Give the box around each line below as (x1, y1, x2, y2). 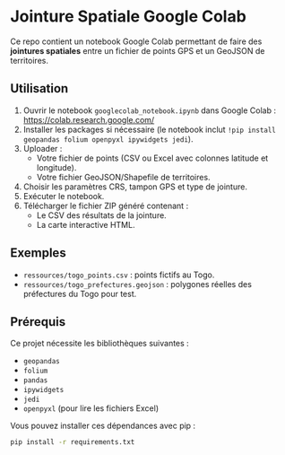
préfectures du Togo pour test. (22, 288, 137, 299)
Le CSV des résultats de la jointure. (36, 209, 167, 221)
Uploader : (22, 143, 63, 153)
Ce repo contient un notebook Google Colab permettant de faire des (10, 36, 263, 47)
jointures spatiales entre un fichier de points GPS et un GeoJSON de (10, 45, 265, 56)
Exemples (10, 245, 66, 261)
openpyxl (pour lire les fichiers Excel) (22, 403, 160, 414)
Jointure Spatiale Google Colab (10, 6, 247, 27)
